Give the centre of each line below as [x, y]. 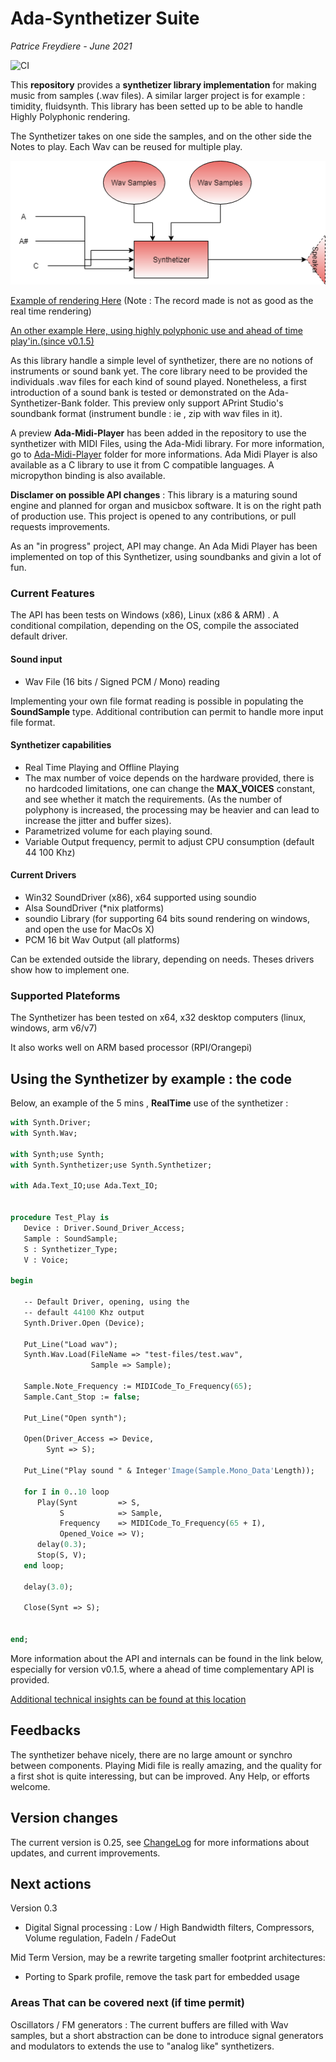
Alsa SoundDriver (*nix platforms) [94, 908]
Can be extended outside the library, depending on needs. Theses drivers [162, 959]
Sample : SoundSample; [70, 1238]
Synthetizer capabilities [61, 745]
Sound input [36, 659]
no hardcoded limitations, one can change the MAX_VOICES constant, [170, 788]
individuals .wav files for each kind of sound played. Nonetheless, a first [158, 382]
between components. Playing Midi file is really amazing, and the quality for [166, 1765]
